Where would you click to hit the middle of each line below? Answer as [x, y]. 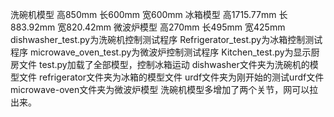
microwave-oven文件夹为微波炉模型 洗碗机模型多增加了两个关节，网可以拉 [164, 89]
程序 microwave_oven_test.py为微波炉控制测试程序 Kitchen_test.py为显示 [161, 52]
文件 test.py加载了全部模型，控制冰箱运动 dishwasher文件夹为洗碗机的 [164, 64]
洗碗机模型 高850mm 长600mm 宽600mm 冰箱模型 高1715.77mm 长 [149, 14]
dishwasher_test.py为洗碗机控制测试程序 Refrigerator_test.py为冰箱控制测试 [166, 39]
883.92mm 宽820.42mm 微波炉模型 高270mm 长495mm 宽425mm [148, 27]
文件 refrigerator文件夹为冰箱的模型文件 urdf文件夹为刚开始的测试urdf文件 [171, 77]
